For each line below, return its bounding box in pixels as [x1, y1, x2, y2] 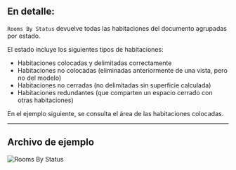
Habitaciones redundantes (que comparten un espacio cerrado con [17, 88, 213, 97]
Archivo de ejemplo [7, 136, 95, 148]
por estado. [7, 31, 41, 40]
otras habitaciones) [17, 96, 74, 104]
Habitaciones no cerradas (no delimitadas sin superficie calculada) [17, 80, 211, 90]
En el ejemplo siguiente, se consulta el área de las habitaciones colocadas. [7, 109, 224, 118]
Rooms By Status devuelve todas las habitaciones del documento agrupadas [7, 24, 227, 32]
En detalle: [7, 6, 55, 17]
